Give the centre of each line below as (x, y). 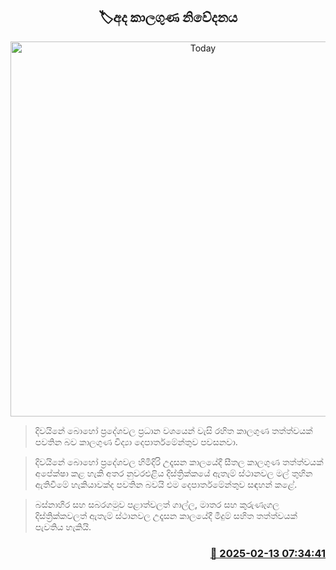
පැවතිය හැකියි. (63, 526)
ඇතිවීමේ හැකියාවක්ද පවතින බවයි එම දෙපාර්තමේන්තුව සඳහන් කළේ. (166, 484)
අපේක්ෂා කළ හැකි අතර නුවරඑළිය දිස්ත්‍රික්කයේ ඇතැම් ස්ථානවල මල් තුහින (173, 473)
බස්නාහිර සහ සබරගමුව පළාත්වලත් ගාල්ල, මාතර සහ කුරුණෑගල (157, 504)
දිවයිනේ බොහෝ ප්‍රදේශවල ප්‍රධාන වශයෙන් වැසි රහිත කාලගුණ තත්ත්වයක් (173, 430)
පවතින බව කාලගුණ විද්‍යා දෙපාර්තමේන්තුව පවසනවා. (136, 441)
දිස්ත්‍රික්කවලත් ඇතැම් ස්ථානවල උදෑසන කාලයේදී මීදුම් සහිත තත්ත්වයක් (166, 515)
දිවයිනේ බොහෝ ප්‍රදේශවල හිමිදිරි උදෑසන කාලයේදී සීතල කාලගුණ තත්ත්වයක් (179, 461)
